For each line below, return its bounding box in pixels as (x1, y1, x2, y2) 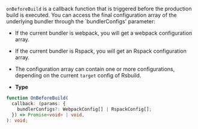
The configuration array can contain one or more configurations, (14, 65, 175, 73)
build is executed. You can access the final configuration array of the (6, 11, 178, 19)
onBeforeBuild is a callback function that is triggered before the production (6, 5, 192, 12)
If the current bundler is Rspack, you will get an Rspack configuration (14, 47, 187, 55)
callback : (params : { (11, 100, 66, 107)
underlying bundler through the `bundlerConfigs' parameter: (6, 18, 155, 25)
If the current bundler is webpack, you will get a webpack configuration (14, 29, 193, 37)
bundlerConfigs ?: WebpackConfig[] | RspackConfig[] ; (17, 106, 152, 112)
